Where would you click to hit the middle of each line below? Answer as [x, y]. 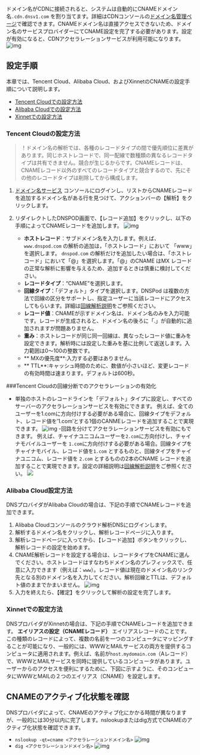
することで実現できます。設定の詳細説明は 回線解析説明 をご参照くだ [103, 466]
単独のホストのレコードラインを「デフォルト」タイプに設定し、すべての [104, 399]
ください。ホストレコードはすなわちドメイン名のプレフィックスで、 [104, 563]
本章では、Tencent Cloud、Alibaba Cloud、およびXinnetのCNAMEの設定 [96, 81]
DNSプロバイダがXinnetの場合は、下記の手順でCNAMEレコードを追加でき [97, 623]
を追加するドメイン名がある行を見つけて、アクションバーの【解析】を [101, 198]
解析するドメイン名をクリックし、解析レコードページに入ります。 [96, 533]
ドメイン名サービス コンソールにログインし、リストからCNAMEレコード [104, 191]
